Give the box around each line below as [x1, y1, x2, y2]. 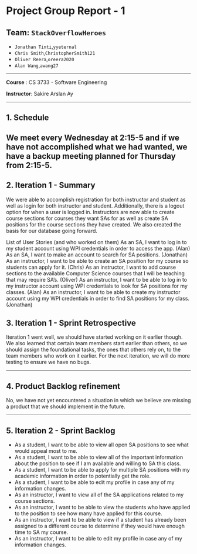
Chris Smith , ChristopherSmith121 [14, 49, 96, 56]
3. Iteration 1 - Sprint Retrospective [6, 318, 136, 328]
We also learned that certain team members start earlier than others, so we [6, 340, 188, 347]
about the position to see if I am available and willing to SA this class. [14, 460, 181, 467]
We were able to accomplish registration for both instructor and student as [6, 196, 186, 203]
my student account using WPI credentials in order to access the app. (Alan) [6, 245, 191, 252]
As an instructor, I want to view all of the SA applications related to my [14, 491, 184, 498]
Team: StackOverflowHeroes [6, 28, 107, 38]
